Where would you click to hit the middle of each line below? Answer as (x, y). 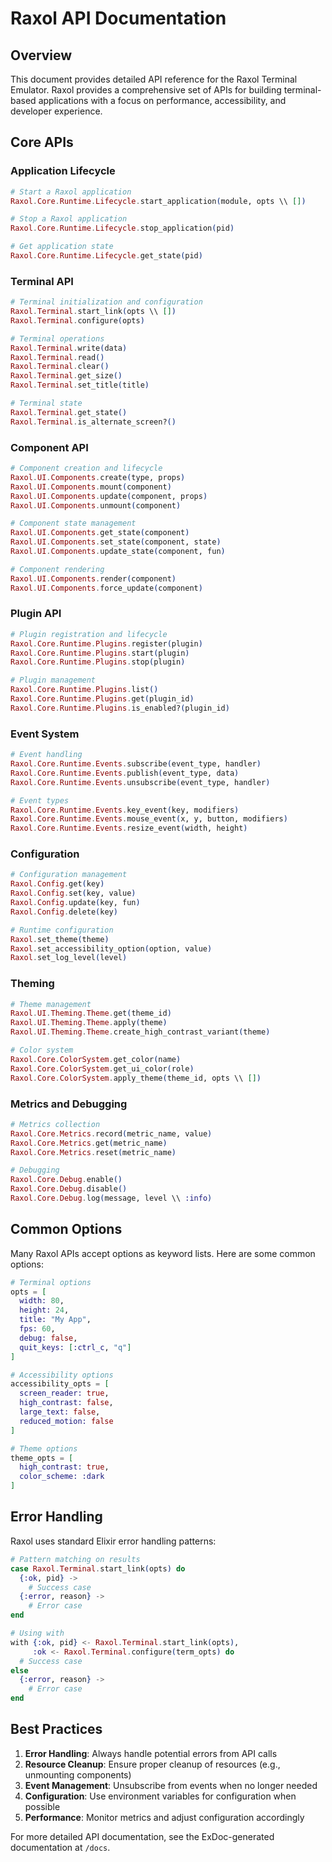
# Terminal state (46, 403)
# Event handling (46, 755)
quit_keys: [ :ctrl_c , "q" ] (75, 1347)
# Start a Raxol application (71, 192)
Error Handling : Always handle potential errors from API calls (151, 1753)
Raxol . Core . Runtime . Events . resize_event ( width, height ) (129, 828)
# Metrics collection (55, 1124)
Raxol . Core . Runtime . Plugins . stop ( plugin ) (98, 662)
